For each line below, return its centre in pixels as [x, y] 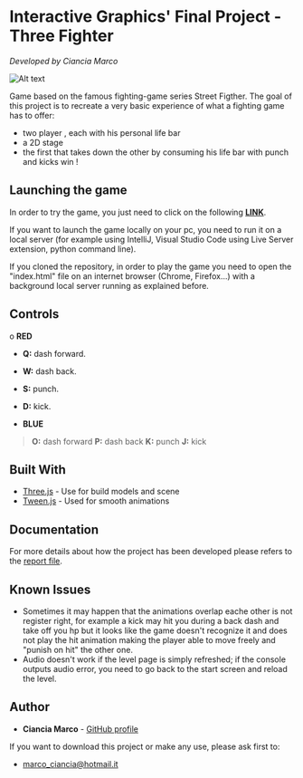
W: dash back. [49, 371]
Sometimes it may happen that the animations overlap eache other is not [157, 611]
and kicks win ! [50, 161]
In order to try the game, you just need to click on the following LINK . [138, 212]
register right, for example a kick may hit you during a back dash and [151, 621]
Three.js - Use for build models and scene [101, 492]
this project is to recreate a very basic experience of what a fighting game [147, 105]
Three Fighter [62, 36]
